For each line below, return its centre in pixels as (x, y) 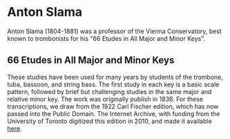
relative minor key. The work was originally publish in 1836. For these (105, 99)
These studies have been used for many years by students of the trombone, (115, 77)
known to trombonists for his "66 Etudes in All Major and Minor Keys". (106, 38)
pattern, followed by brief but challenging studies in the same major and (109, 91)
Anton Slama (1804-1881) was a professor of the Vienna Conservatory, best (115, 31)
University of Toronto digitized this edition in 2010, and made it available (109, 121)
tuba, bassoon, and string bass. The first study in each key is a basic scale (113, 84)
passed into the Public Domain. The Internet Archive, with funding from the (114, 113)
